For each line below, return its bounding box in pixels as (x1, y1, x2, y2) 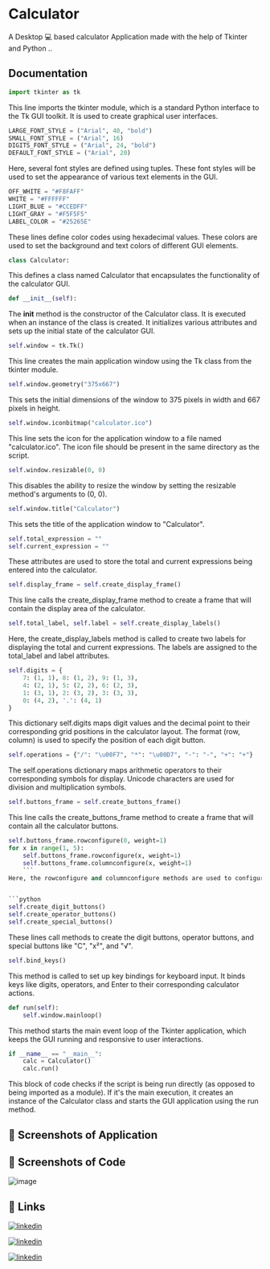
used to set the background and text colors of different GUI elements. (8, 240, 239, 250)
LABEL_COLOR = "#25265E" (8, 218, 92, 226)
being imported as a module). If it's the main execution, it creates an (8, 1087, 234, 1097)
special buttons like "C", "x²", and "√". (8, 941, 133, 950)
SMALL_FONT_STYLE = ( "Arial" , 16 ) (8, 134, 125, 142)
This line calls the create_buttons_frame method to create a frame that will (8, 813, 254, 822)
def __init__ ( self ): (8, 295, 78, 303)
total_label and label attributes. (8, 651, 110, 661)
